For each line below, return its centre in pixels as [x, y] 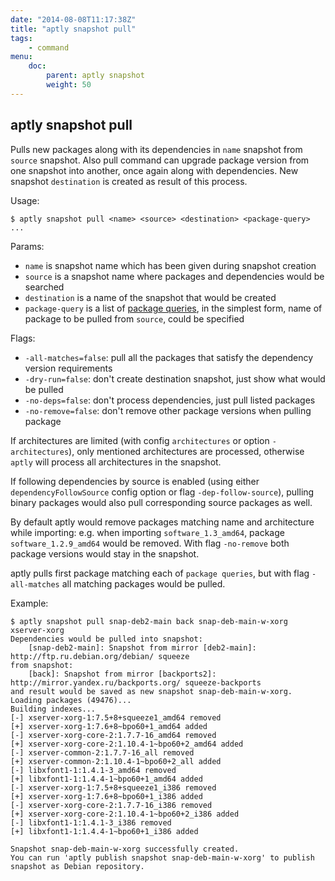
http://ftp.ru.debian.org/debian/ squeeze [100, 656]
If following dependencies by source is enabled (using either [135, 481]
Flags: [23, 338]
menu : [21, 57]
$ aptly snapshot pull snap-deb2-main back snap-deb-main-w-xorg [149, 621]
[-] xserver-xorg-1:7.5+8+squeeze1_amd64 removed [116, 717]
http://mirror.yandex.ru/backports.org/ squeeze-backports [136, 682]
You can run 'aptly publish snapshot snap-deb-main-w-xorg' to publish [162, 857]
